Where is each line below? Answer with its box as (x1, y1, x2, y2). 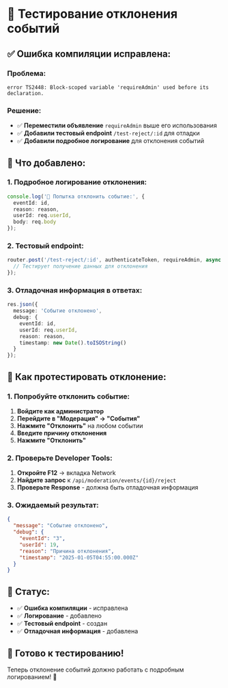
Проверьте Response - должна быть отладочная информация (16, 483, 199, 492)
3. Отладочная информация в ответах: (7, 285, 143, 295)
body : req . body (13, 218, 57, 225)
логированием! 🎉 (7, 672, 57, 680)
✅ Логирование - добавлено (16, 612, 102, 620)
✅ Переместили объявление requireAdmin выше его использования (16, 121, 217, 129)
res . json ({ (7, 301, 38, 308)
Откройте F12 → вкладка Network (16, 469, 116, 477)
